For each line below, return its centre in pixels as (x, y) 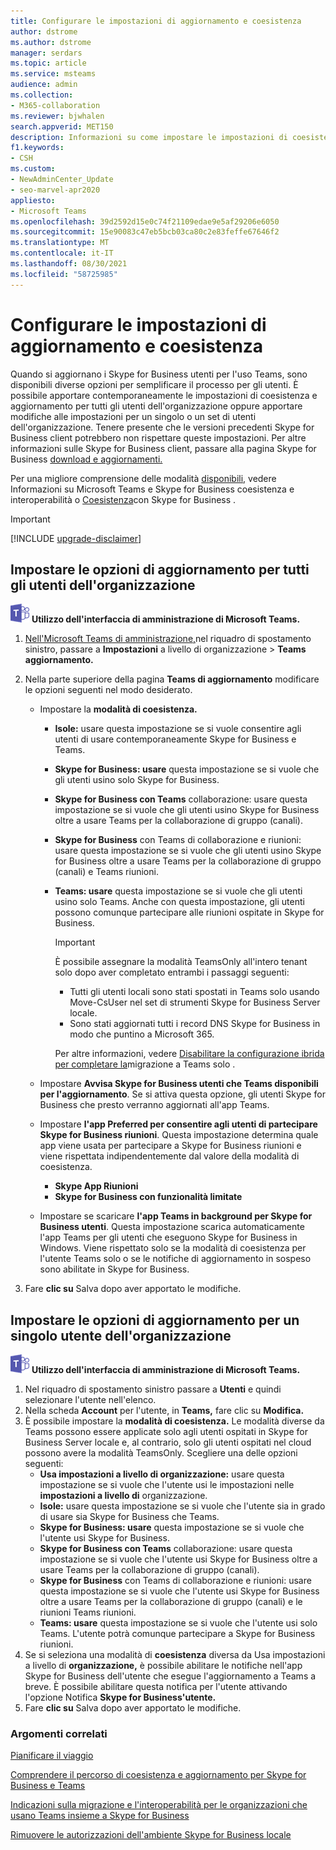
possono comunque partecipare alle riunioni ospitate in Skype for (189, 912)
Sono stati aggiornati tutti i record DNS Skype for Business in (195, 1024)
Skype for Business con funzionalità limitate (148, 1197)
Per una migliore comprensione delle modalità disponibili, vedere (143, 478)
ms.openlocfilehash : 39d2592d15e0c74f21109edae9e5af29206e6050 (145, 221)
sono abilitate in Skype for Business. (114, 1269)
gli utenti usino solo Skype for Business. (137, 780)
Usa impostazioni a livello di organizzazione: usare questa (162, 1474)
